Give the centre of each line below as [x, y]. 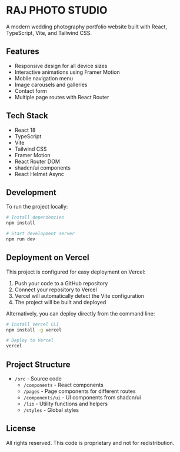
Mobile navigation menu [44, 78]
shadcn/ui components [42, 168]
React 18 [25, 130]
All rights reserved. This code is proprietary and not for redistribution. [90, 443]
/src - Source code [38, 378]
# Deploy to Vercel [30, 340]
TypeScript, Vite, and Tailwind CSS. [49, 32]
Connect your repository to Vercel [56, 290]
